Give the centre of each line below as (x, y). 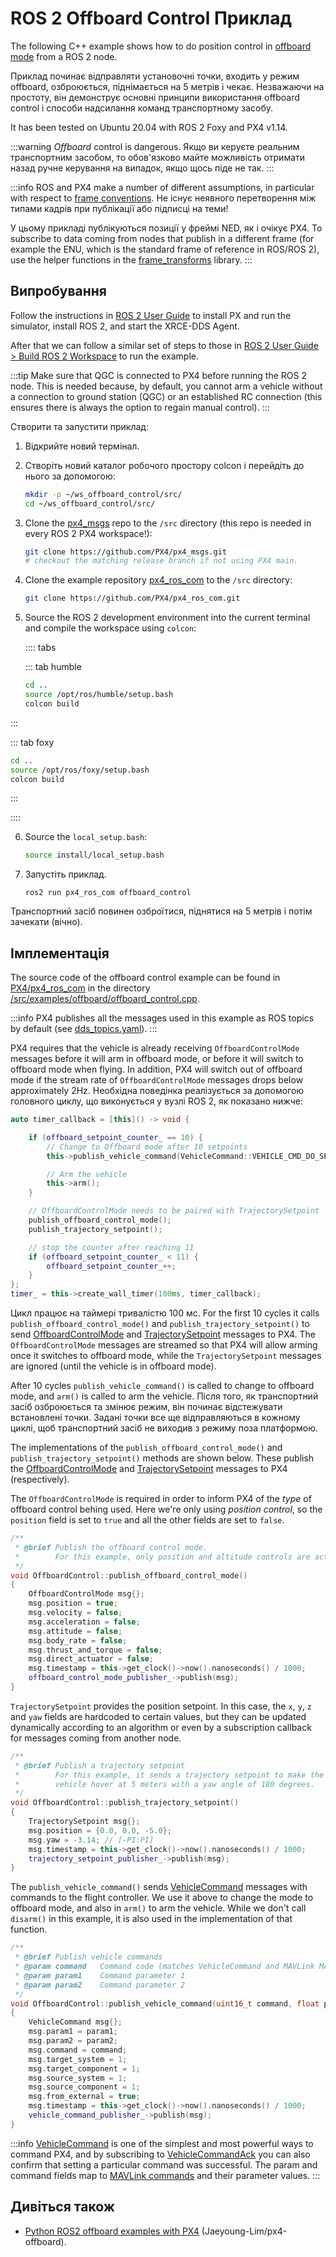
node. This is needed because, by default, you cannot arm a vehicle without (166, 386)
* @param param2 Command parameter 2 (100, 1985)
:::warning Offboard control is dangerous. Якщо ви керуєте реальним (155, 146)
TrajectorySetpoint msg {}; (84, 1822)
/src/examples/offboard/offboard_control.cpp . (105, 999)
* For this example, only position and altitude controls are (162, 1557)
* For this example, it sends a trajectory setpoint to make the (169, 1775)
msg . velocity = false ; (75, 1613)
